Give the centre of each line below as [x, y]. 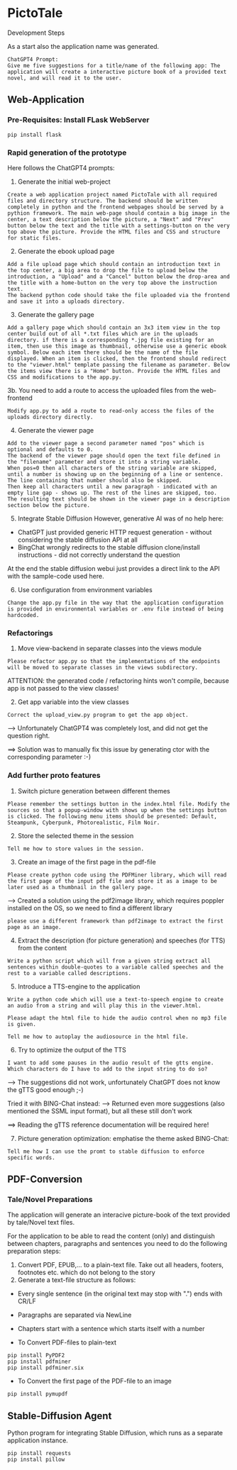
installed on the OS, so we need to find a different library [90, 908]
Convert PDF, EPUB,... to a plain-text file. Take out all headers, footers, [121, 1265]
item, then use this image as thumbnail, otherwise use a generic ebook [117, 346]
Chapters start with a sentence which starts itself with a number [111, 1329]
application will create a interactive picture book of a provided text [117, 72]
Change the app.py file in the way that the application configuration [115, 603]
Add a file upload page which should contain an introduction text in [114, 264]
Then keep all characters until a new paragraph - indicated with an [112, 486]
